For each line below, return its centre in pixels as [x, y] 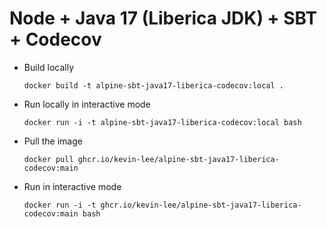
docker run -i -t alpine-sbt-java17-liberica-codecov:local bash [162, 122]
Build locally [49, 67]
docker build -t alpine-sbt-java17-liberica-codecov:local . [154, 85]
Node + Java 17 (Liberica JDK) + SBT [163, 18]
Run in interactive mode [72, 186]
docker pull [48, 159]
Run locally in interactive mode [87, 104]
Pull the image [53, 141]
